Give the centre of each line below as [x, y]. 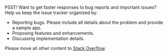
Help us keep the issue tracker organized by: [51, 13]
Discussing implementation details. [48, 38]
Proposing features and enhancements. [53, 33]
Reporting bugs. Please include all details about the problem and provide [88, 22]
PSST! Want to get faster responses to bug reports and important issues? [81, 7]
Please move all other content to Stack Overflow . [55, 48]
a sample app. [27, 28]
